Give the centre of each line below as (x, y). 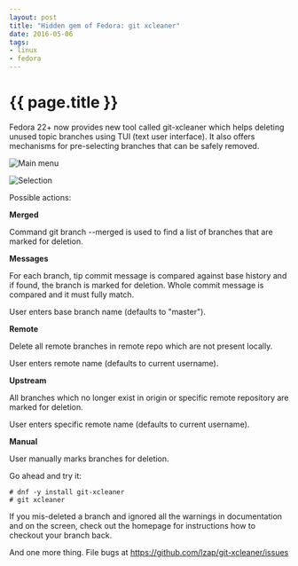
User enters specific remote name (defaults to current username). (129, 424)
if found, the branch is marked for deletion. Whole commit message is (137, 285)
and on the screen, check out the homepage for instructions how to (132, 525)
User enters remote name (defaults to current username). (114, 363)
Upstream (28, 380)
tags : (19, 42)
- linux (24, 51)
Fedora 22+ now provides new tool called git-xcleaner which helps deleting (147, 127)
